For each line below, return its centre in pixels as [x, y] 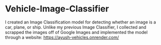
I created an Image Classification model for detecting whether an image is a [80, 22]
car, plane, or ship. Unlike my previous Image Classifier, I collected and [76, 27]
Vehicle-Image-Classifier [57, 9]
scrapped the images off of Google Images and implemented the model [76, 32]
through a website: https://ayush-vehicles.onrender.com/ [62, 37]
